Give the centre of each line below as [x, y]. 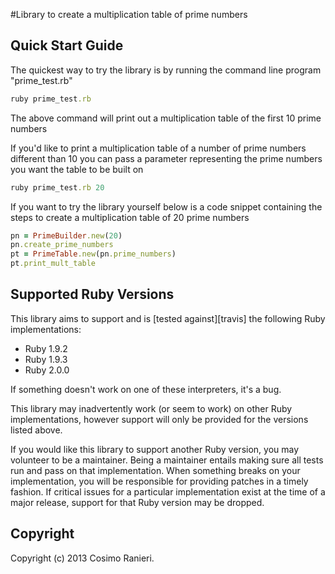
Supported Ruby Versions [92, 294]
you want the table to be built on [77, 169]
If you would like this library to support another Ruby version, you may [155, 449]
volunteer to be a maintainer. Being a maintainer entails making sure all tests [167, 460]
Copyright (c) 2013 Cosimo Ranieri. [82, 558]
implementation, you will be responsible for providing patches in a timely [159, 481]
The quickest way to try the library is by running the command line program [166, 70]
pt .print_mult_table [53, 264]
